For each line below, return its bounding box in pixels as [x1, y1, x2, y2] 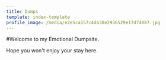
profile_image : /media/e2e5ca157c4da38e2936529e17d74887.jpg [6, 19, 161, 25]
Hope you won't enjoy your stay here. [6, 47, 98, 54]
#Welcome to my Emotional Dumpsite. [6, 36, 100, 43]
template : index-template [6, 14, 70, 20]
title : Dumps [6, 8, 39, 15]
